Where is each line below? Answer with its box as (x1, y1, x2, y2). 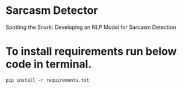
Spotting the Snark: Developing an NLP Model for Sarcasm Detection (5, 23, 176, 31)
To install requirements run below (5, 44, 177, 58)
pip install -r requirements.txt (5, 77, 90, 83)
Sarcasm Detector (5, 4, 98, 17)
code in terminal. (5, 58, 92, 71)
